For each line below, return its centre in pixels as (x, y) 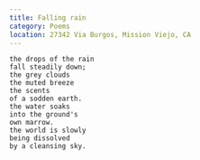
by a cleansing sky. (48, 146)
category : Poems (40, 26)
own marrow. (32, 123)
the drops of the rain (52, 60)
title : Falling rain (48, 18)
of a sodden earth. (46, 99)
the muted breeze (42, 83)
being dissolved (40, 138)
